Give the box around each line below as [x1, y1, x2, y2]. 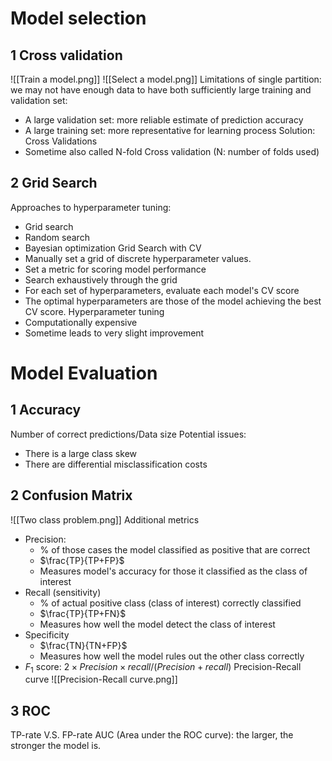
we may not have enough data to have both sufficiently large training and [10, 84, 312, 96]
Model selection [10, 7, 147, 30]
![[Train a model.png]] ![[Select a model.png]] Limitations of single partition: [10, 73, 322, 85]
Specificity [24, 628, 70, 641]
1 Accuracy [10, 402, 82, 419]
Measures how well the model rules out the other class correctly [39, 650, 305, 662]
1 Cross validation [10, 47, 123, 64]
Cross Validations [24, 135, 98, 147]
